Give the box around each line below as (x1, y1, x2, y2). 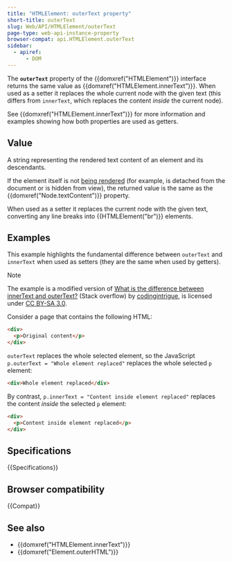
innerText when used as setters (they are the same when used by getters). (7, 258, 221, 266)
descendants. (7, 163, 46, 171)
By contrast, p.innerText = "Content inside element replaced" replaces (7, 392, 216, 401)
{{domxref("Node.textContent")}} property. (7, 191, 130, 200)
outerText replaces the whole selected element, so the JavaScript (7, 351, 195, 360)
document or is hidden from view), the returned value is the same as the (7, 184, 213, 192)
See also (7, 522, 45, 534)
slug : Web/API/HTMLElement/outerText (7, 23, 116, 30)
